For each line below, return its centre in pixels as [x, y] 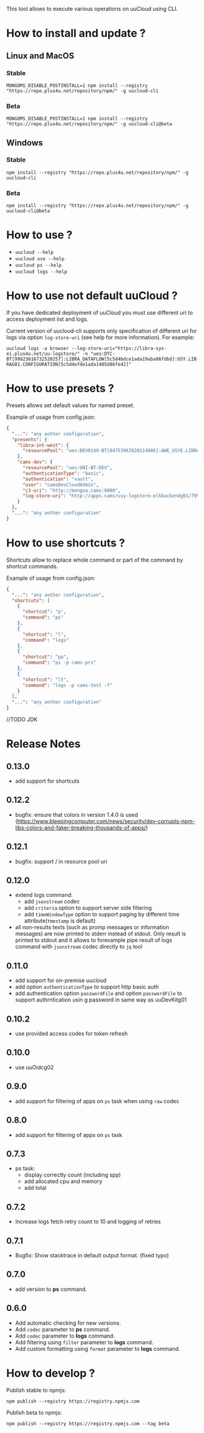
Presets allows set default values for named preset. [70, 405]
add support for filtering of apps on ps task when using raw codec [97, 1101]
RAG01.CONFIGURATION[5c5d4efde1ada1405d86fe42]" [69, 365]
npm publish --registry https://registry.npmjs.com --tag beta [88, 1424]
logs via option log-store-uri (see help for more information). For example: [100, 337]
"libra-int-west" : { [43, 445]
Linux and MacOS [40, 56]
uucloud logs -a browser [38, 349]
